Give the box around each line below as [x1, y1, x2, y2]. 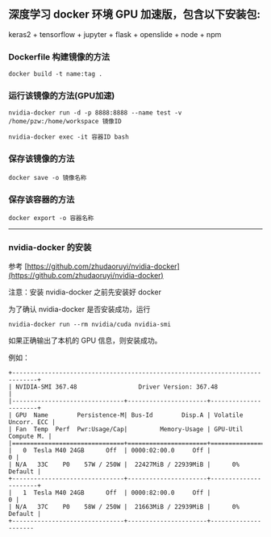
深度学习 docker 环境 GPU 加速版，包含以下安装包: [8, 7, 261, 22]
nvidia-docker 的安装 [8, 241, 92, 252]
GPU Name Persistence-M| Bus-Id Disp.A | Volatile [15, 411, 244, 419]
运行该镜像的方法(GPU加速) [8, 90, 115, 102]
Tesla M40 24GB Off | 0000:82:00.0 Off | [33, 489, 211, 497]
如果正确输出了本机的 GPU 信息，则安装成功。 [8, 335, 162, 345]
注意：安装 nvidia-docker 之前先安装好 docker [8, 287, 161, 297]
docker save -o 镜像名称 [8, 173, 87, 181]
